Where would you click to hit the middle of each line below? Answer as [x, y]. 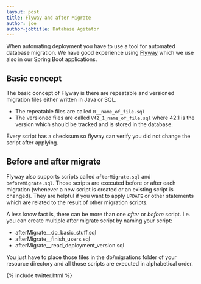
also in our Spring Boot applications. [52, 59]
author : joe [21, 23]
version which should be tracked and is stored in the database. [94, 124]
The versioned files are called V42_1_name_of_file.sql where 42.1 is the [105, 118]
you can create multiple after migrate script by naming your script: [89, 221]
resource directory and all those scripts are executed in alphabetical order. [100, 263]
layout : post [23, 12]
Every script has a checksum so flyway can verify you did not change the [98, 136]
